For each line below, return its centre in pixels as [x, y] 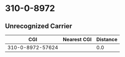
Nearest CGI [77, 40]
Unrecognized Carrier [39, 26]
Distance [107, 40]
